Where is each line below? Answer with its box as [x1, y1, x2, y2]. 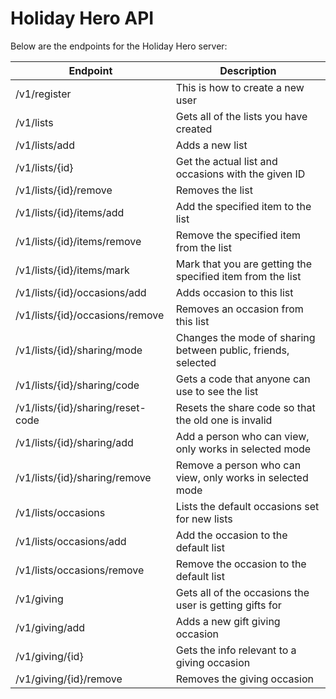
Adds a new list [175, 138, 248, 152]
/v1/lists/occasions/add [15, 534, 127, 548]
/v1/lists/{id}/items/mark [15, 263, 130, 277]
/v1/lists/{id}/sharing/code [15, 378, 140, 392]
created [175, 122, 213, 136]
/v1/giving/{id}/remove [15, 672, 123, 686]
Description [219, 63, 277, 77]
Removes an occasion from [175, 302, 304, 316]
